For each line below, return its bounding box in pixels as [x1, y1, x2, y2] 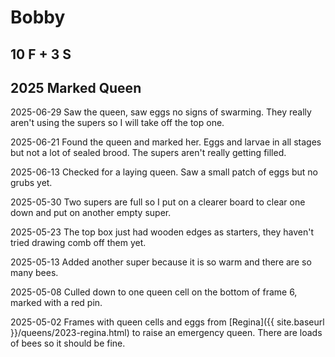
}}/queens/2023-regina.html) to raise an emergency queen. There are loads [10, 327, 323, 339]
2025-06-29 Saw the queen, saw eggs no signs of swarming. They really [10, 106, 312, 118]
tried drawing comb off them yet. [10, 237, 147, 249]
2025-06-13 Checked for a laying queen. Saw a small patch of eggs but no [10, 166, 318, 178]
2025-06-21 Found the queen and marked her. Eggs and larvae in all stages [10, 136, 322, 148]
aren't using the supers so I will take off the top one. [10, 117, 225, 129]
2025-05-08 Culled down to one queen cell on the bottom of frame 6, [10, 286, 298, 298]
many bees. [10, 267, 59, 279]
